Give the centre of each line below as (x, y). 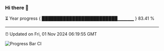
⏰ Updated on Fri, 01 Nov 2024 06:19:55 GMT (51, 34)
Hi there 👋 (17, 8)
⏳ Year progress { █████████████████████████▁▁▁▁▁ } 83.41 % (80, 18)
